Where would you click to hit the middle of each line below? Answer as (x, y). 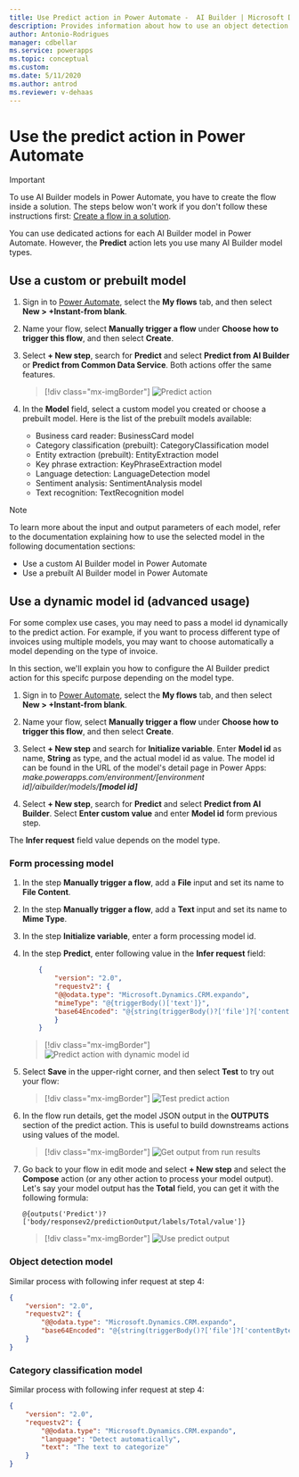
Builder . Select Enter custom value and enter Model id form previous (149, 814)
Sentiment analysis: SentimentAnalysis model (119, 484)
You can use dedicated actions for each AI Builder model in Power (130, 234)
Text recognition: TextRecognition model (109, 493)
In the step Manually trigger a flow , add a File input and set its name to (153, 883)
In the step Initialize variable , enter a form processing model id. (139, 936)
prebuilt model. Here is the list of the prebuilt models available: (137, 419)
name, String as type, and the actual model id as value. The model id (149, 759)
